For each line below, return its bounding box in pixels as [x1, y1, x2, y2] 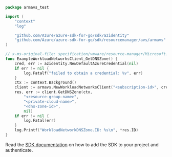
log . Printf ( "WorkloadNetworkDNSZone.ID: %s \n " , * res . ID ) [14, 128, 139, 133]
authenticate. [5, 147, 33, 153]
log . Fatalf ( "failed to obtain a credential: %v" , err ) [24, 71, 143, 76]
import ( [5, 14, 24, 19]
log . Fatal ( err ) [24, 118, 56, 123]
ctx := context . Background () [14, 80, 77, 85]
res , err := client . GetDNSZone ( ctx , [14, 89, 93, 95]
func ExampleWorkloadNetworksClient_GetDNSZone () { [5, 56, 118, 61]
